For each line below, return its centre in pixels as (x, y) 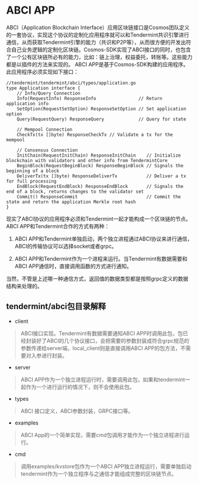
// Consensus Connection (47, 150)
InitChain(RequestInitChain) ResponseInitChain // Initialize (99, 155)
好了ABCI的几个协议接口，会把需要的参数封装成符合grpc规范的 (113, 341)
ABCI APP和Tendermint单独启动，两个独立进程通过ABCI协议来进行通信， (103, 239)
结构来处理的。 (24, 286)
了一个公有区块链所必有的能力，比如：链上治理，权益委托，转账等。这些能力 (99, 57)
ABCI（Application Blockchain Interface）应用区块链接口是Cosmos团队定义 (98, 27)
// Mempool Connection (45, 129)
